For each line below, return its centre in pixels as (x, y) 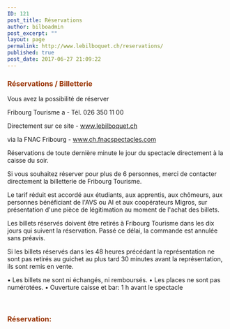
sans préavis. (26, 238)
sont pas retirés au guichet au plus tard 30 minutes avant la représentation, (115, 259)
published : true (31, 53)
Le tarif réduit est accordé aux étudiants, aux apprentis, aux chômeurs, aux (115, 195)
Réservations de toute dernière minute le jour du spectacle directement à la (115, 153)
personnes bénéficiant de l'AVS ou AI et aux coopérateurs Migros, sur (107, 203)
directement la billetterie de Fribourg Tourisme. (75, 182)
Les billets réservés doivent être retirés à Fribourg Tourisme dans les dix (111, 224)
